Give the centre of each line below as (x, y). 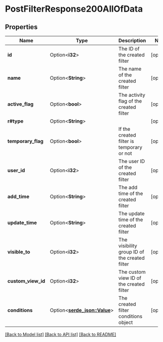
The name (130, 69)
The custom (132, 272)
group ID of (131, 252)
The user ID (132, 161)
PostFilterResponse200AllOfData (74, 9)
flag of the (130, 101)
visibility (128, 246)
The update (131, 214)
